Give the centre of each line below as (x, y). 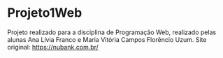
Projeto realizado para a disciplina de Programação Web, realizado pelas (112, 32)
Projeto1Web (45, 13)
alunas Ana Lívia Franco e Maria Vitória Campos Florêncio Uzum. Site (107, 39)
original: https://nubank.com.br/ (53, 47)
